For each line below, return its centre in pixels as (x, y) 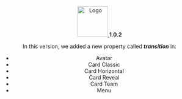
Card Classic (104, 64)
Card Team (104, 84)
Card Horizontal (104, 71)
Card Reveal (104, 77)
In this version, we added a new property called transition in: (100, 46)
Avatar (104, 58)
